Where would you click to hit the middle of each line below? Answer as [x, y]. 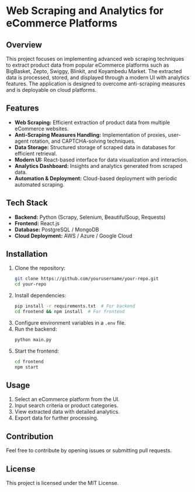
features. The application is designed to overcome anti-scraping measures [96, 84]
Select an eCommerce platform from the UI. [67, 400]
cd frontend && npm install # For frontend [69, 312]
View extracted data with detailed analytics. [67, 412]
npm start [27, 367]
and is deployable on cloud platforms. [51, 90]
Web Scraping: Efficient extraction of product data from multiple [92, 122]
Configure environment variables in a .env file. [70, 322]
